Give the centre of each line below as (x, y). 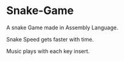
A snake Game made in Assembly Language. (62, 27)
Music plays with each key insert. (48, 51)
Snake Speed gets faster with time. (50, 39)
